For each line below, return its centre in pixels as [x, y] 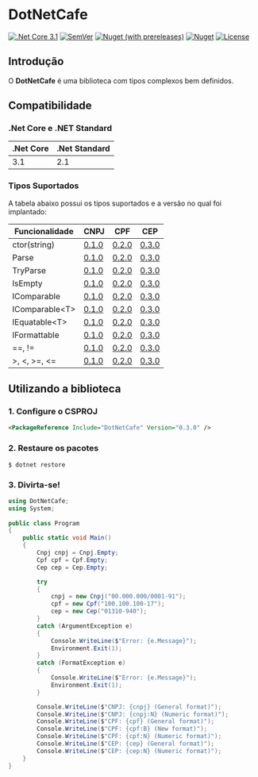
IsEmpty [27, 283]
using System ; [32, 508]
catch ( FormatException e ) [81, 663]
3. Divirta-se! [35, 484]
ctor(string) [34, 244]
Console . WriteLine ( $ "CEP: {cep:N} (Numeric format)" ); [129, 751]
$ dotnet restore [37, 465]
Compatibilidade [50, 106]
